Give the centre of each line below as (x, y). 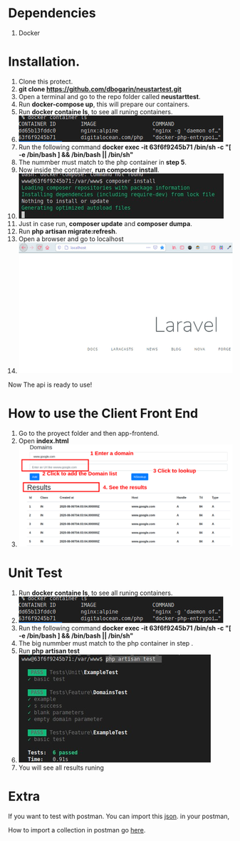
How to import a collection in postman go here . (77, 830)
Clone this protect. (46, 81)
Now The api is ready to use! (50, 384)
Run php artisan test (49, 651)
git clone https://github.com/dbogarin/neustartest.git (100, 89)
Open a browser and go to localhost (71, 239)
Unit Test (35, 573)
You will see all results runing (61, 768)
